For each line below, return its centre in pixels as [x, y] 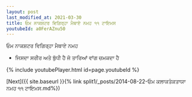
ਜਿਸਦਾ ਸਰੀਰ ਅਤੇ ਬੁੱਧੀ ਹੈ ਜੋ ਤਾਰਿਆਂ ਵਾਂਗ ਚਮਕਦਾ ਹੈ [67, 58]
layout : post [22, 12]
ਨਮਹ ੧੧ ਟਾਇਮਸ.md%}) [33, 89]
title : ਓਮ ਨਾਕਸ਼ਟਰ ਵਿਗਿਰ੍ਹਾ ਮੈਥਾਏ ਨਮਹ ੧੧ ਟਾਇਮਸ [61, 23]
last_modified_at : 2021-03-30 [44, 17]
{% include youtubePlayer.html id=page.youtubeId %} [73, 70]
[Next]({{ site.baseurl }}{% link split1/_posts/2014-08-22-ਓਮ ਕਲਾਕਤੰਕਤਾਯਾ [96, 81]
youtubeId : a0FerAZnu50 [36, 29]
